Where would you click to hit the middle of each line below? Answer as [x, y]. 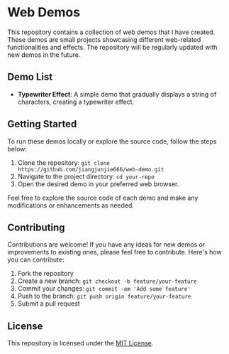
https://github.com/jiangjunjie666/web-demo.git [91, 169]
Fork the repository [46, 274]
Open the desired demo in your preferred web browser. [98, 184]
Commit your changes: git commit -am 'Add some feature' [104, 289]
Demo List [30, 77]
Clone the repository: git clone [63, 162]
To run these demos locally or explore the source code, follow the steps [112, 141]
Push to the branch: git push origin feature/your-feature [104, 296]
